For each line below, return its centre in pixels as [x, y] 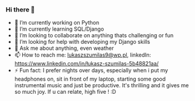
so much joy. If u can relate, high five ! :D [65, 92]
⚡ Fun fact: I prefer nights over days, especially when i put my [91, 70]
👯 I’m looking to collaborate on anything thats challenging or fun [94, 35]
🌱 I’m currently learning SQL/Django [59, 29]
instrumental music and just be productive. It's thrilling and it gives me [101, 85]
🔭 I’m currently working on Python [57, 23]
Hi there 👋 [21, 10]
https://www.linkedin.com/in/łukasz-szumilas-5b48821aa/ [87, 64]
